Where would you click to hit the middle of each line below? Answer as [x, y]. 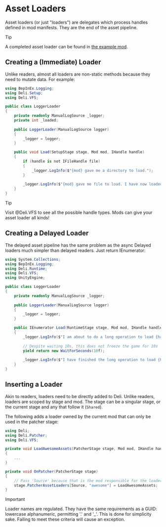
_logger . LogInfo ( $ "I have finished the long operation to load [89, 360]
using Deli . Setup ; [24, 93]
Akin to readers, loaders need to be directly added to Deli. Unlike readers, [80, 396]
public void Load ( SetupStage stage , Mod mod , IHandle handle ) [79, 152]
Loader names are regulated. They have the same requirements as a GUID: [81, 509]
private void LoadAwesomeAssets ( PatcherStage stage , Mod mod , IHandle [79, 449]
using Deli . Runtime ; [26, 269]
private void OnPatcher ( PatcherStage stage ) [52, 471]
